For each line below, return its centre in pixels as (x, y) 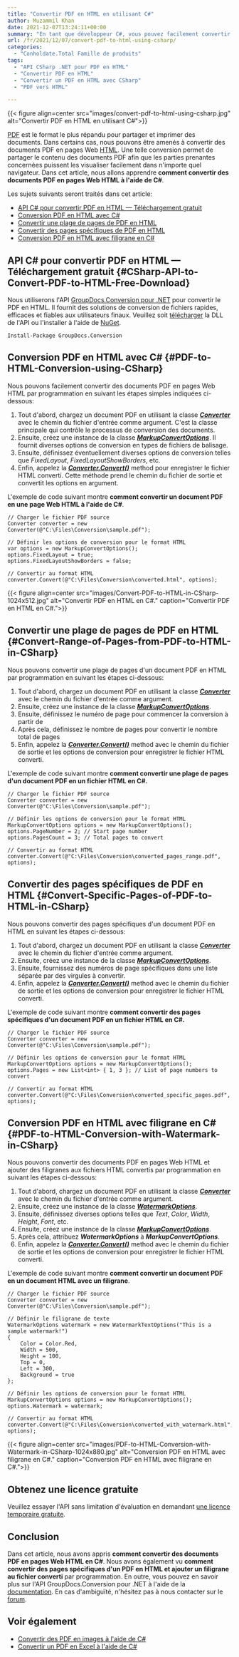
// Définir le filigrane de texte (59, 1319)
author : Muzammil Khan (41, 21)
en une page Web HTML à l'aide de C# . (66, 504)
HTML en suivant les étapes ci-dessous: (67, 931)
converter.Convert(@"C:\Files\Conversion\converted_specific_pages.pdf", (119, 1095)
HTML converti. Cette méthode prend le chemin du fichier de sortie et (120, 475)
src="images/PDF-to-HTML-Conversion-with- (143, 1445)
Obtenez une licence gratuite (73, 1489)
